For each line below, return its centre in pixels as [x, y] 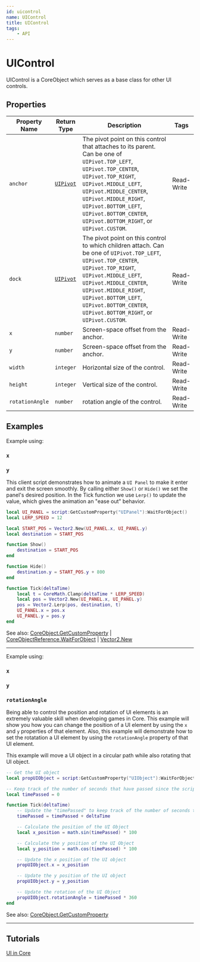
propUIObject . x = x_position [53, 865]
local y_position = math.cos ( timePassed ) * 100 [77, 849]
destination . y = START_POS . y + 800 [61, 572]
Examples [25, 427]
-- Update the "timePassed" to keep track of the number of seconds [104, 811]
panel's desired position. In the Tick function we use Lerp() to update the [96, 495]
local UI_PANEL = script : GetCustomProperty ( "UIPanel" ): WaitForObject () [97, 512]
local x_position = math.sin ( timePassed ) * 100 [77, 832]
